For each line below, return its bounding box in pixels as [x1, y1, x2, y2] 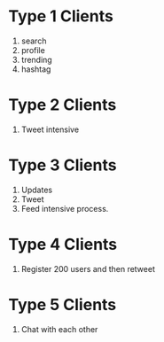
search [20, 35, 47, 46]
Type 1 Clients [8, 6, 114, 27]
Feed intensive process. [20, 203, 109, 214]
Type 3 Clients [8, 155, 117, 175]
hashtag [20, 64, 51, 74]
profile [20, 44, 45, 55]
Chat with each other [20, 323, 98, 334]
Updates [20, 184, 53, 195]
